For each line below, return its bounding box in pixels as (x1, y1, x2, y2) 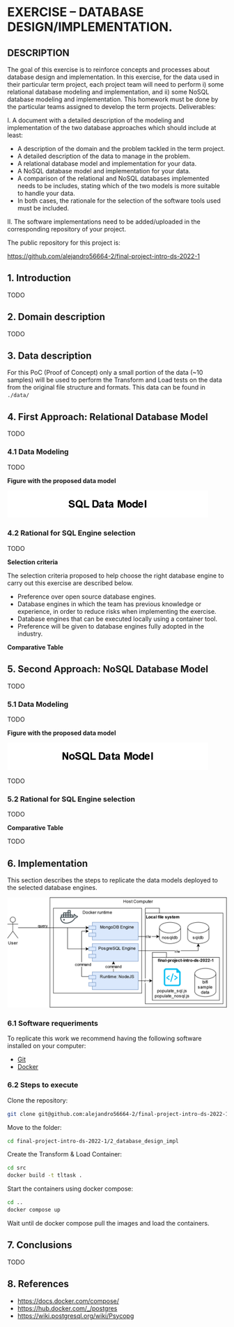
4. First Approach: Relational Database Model (7, 410, 208, 423)
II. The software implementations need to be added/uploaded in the (7, 217, 201, 226)
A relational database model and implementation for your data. (17, 159, 197, 168)
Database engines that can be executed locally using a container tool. (17, 615, 218, 623)
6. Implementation (7, 857, 88, 869)
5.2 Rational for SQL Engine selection (7, 794, 136, 804)
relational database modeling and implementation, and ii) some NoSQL (7, 88, 210, 96)
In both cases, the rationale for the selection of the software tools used (17, 196, 221, 205)
